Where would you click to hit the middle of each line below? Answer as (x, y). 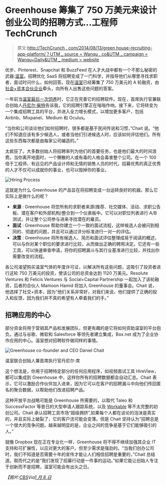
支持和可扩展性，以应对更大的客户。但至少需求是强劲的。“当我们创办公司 (80, 448)
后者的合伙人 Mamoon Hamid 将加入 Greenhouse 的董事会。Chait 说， (85, 285)
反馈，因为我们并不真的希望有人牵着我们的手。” (61, 298)
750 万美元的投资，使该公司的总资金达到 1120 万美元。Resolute (83, 273)
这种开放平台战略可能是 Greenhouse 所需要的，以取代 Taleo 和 (69, 400)
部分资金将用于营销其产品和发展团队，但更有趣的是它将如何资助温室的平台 (81, 328)
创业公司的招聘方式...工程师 (62, 23)
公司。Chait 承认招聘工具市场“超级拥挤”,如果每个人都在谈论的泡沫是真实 (83, 413)
